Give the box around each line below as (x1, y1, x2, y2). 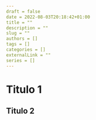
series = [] (6, 57, 35, 63)
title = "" (6, 19, 33, 25)
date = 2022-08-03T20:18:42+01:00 (6, 14, 91, 20)
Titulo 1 (6, 83, 42, 96)
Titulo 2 (6, 106, 35, 116)
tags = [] (6, 42, 30, 47)
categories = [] (6, 47, 46, 53)
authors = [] (6, 36, 38, 42)
